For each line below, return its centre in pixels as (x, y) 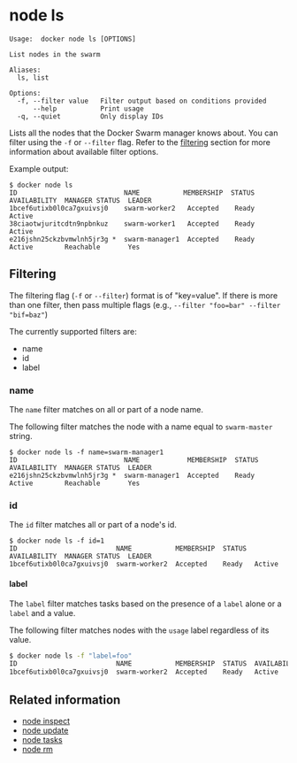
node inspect (46, 721)
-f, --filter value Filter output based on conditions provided (142, 101)
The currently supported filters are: (73, 331)
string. (21, 436)
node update (45, 730)
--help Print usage (88, 108)
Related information (65, 700)
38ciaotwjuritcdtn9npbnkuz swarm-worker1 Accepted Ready (132, 224)
